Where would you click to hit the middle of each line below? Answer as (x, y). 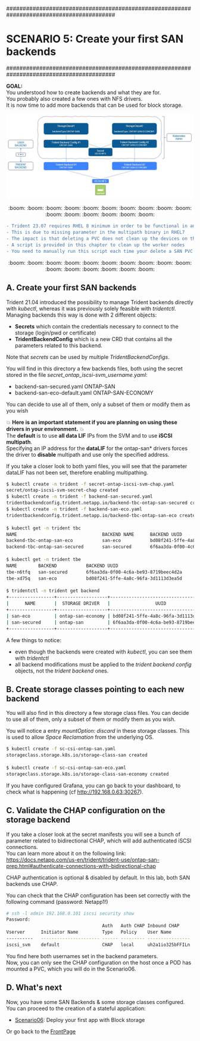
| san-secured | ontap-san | (58, 622)
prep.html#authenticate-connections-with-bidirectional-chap (81, 866)
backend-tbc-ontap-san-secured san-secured (69, 547)
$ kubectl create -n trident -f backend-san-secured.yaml (79, 497)
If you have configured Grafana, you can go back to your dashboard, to (93, 785)
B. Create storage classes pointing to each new (95, 689)
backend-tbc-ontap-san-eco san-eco (63, 541)
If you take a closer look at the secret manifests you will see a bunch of (93, 834)
